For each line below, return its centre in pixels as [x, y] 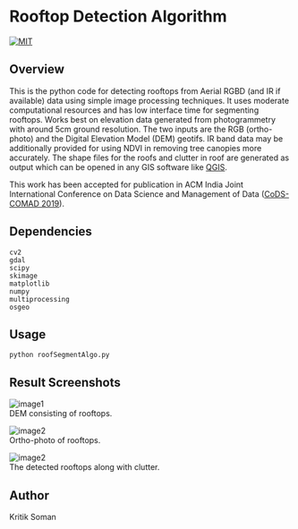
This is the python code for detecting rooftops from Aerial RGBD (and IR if [145, 90]
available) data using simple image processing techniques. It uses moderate [149, 100]
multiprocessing [39, 299]
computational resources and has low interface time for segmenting [134, 110]
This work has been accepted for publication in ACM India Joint [127, 184]
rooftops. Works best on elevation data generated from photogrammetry [142, 119]
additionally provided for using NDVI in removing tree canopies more [136, 148]
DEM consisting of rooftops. [61, 414]
